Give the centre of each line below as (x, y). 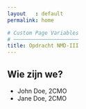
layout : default (35, 14)
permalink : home (31, 20)
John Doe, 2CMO (42, 91)
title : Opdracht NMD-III (43, 46)
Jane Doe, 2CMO (42, 98)
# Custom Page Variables (43, 33)
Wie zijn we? (35, 74)
